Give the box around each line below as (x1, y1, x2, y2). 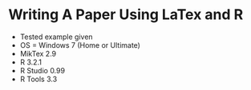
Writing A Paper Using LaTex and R (8, 6, 244, 24)
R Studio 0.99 (19, 65, 66, 75)
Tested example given (19, 32, 94, 41)
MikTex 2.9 (19, 49, 57, 58)
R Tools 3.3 (19, 74, 58, 84)
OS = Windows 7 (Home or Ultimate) (19, 40, 140, 49)
